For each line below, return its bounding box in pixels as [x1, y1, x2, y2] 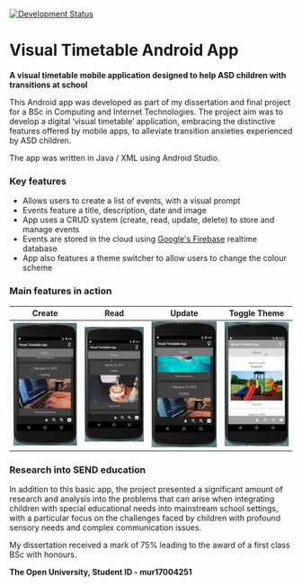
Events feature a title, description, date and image [22, 205, 207, 216]
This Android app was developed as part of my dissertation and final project [9, 96, 291, 107]
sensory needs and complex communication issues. [9, 522, 202, 533]
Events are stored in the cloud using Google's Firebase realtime [22, 234, 258, 245]
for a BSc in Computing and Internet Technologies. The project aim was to [9, 106, 283, 117]
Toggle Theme [228, 308, 285, 319]
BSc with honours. [9, 549, 78, 560]
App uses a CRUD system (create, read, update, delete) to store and [22, 214, 275, 225]
